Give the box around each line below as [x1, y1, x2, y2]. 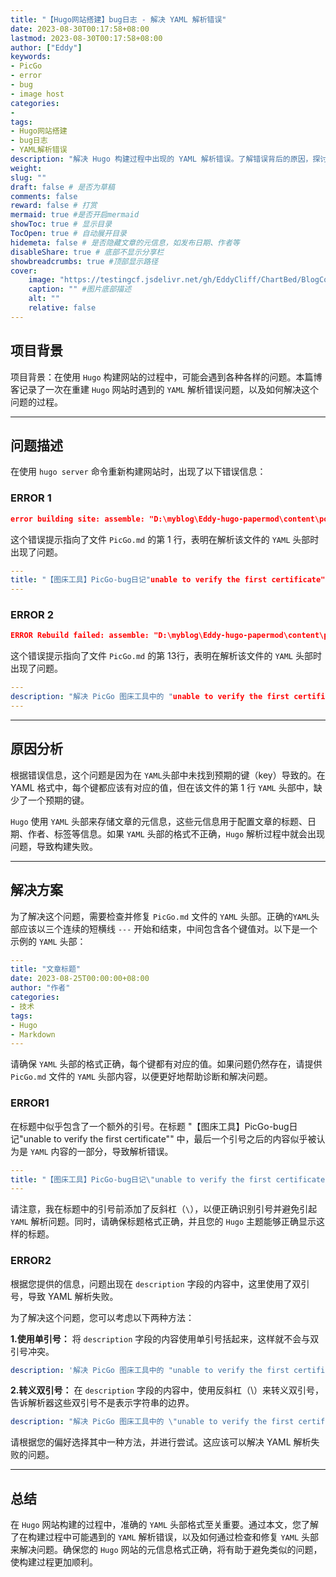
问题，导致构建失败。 [10, 840, 98, 852]
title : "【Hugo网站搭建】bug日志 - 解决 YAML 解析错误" [10, 14, 227, 25]
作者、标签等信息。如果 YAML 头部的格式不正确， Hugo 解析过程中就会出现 [27, 827, 326, 840]
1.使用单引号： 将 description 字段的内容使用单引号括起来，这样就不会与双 [10, 1332, 320, 1345]
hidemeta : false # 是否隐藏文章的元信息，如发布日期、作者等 [10, 237, 240, 248]
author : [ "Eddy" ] [10, 42, 83, 53]
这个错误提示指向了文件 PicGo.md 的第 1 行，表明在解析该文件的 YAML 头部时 [10, 533, 320, 545]
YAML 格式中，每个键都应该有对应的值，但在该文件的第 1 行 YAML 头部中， [10, 781, 314, 793]
